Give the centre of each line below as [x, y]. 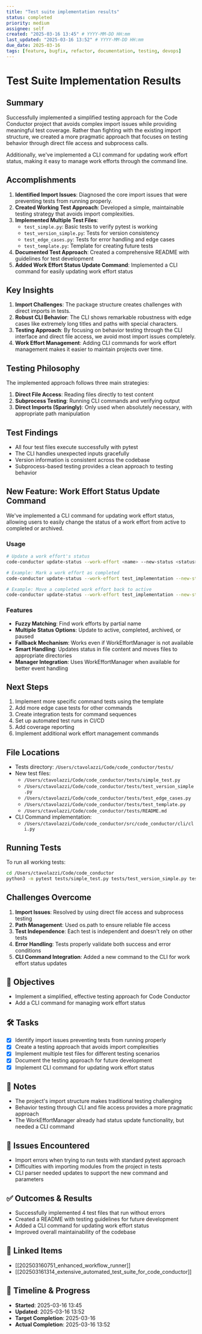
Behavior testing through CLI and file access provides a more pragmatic [104, 1108]
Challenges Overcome [49, 898]
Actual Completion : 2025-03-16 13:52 [63, 1324]
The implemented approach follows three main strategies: [78, 383]
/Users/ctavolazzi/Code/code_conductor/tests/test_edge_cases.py [107, 798]
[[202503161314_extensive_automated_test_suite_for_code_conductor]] [103, 1271]
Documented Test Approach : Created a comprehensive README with [102, 252]
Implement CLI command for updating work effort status [84, 1067]
